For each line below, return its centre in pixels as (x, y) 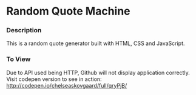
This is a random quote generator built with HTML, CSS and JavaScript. (96, 43)
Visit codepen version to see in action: (54, 79)
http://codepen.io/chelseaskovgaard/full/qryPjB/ (67, 85)
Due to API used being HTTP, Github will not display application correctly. (98, 72)
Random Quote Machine (68, 11)
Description (24, 30)
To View (19, 59)
